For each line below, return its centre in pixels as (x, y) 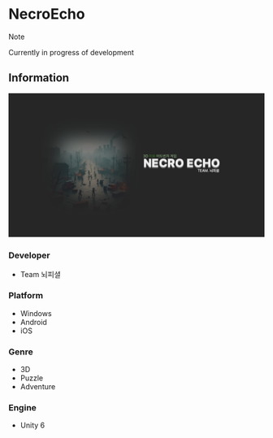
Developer (29, 255)
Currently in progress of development (71, 52)
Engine (22, 408)
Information (39, 78)
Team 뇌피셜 (40, 274)
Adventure (38, 387)
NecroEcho (47, 14)
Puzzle (32, 378)
